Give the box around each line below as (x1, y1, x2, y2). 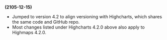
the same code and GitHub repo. (12, 19, 80, 25)
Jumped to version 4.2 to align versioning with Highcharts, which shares (12, 14, 162, 19)
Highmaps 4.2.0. (12, 30, 46, 35)
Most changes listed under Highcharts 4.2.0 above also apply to (12, 24, 145, 30)
